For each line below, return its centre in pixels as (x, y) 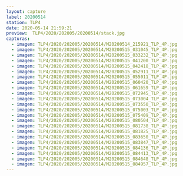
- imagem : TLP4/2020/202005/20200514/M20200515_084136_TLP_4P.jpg (94, 148)
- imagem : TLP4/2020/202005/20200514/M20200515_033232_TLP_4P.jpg (94, 55)
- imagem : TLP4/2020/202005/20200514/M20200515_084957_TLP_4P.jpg (94, 164)
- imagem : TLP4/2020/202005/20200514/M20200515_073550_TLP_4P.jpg (94, 104)
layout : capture (26, 11)
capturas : (18, 39)
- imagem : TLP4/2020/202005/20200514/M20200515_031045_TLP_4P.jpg (94, 50)
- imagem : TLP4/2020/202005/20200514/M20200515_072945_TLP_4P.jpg (94, 93)
